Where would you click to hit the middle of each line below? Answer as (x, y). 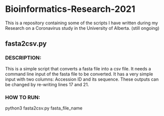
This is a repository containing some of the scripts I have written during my (82, 23)
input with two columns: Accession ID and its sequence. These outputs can (82, 79)
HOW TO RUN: (23, 97)
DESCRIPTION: (23, 58)
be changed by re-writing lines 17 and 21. (47, 84)
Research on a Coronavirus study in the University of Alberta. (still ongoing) (82, 28)
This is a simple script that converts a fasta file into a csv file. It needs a (78, 68)
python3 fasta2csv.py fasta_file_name (44, 108)
